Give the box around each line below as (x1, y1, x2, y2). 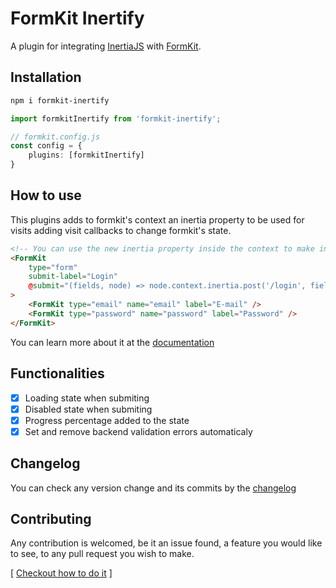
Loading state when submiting (24, 392, 150, 404)
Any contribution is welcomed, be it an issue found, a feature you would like (10, 537, 323, 549)
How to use (10, 187, 82, 204)
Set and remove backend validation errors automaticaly (24, 425, 253, 437)
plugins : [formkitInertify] (28, 150, 145, 161)
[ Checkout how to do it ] (10, 567, 113, 579)
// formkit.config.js (10, 132, 101, 142)
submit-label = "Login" (28, 272, 118, 282)
